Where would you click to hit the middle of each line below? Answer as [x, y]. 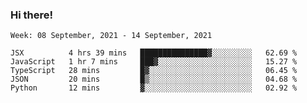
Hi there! [32, 15]
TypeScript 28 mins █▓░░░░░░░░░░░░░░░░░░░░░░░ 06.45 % [154, 71]
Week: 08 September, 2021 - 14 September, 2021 [111, 36]
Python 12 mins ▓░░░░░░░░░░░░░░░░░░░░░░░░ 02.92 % [154, 88]
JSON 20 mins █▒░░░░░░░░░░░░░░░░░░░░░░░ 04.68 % [154, 79]
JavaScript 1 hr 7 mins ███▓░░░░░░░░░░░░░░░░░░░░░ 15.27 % [154, 62]
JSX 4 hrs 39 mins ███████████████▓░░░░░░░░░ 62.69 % [154, 53]
